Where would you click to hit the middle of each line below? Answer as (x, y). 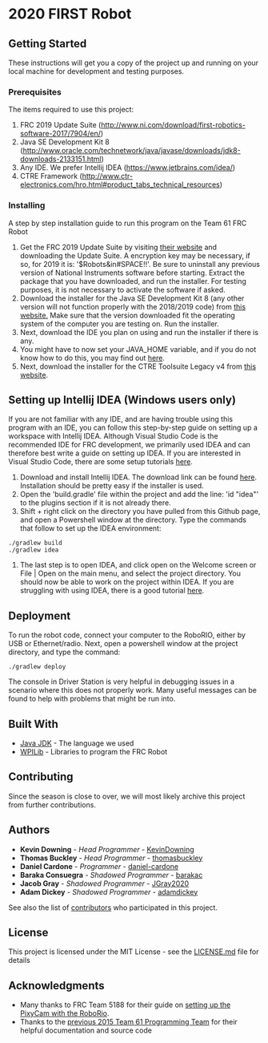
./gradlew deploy (37, 667)
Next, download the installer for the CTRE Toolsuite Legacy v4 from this (138, 366)
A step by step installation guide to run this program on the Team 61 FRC (128, 223)
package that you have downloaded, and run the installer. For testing (133, 281)
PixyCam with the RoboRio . (64, 1013)
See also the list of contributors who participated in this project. (113, 908)
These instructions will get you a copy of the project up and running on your (133, 63)
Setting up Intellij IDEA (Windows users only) (122, 400)
